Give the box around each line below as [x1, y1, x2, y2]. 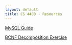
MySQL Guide [5, 25, 33, 30]
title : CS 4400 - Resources [5, 12, 63, 16]
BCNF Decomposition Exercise [5, 34, 67, 40]
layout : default [5, 7, 38, 12]
